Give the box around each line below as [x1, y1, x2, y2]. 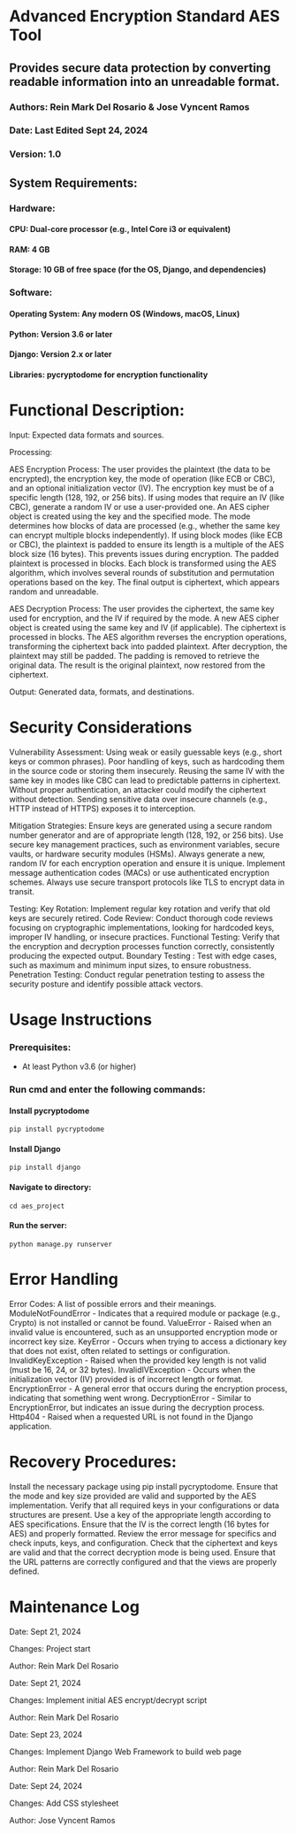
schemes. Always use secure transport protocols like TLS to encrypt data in [9, 877, 285, 887]
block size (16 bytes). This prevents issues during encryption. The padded [9, 548, 279, 559]
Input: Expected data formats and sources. [9, 429, 165, 440]
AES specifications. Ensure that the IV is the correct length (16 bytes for [9, 1519, 269, 1529]
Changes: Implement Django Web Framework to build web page [9, 1746, 242, 1757]
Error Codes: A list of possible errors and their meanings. [9, 1298, 216, 1309]
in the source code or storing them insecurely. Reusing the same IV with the [9, 765, 285, 776]
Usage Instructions [9, 1010, 153, 1029]
